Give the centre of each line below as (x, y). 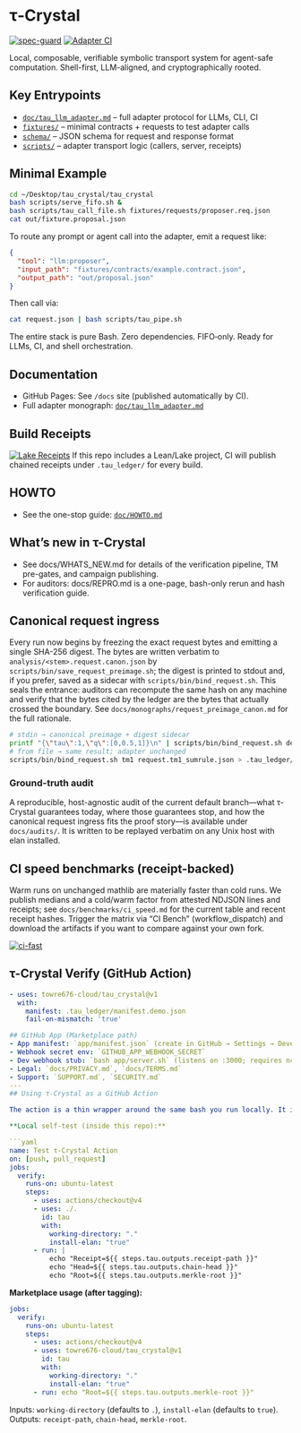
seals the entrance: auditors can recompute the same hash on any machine (148, 690)
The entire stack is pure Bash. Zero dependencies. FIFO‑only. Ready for (142, 337)
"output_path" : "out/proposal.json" (86, 278)
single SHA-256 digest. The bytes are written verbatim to (114, 652)
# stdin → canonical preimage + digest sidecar (100, 735)
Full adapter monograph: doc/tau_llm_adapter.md (113, 406)
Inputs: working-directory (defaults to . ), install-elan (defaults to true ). (144, 1409)
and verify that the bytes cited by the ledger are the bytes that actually (139, 699)
